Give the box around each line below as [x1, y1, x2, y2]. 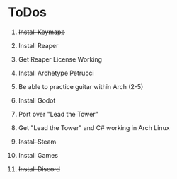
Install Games [18, 151, 59, 159]
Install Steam [18, 137, 57, 146]
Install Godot [18, 96, 56, 105]
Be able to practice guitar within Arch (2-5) [18, 82, 144, 91]
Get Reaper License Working [18, 54, 102, 64]
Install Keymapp [18, 28, 66, 36]
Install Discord [18, 164, 61, 173]
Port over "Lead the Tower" [18, 110, 98, 118]
